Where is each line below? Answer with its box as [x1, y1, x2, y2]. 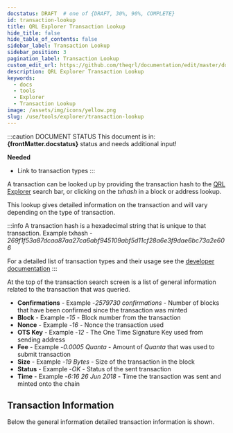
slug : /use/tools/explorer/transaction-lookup [7, 113, 144, 120]
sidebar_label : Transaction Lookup [7, 42, 110, 49]
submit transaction [17, 350, 71, 358]
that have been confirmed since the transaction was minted [17, 306, 188, 314]
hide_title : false [7, 29, 60, 37]
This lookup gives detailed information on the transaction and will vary [7, 200, 208, 209]
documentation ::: [7, 264, 58, 272]
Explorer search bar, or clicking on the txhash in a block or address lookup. [7, 187, 222, 195]
